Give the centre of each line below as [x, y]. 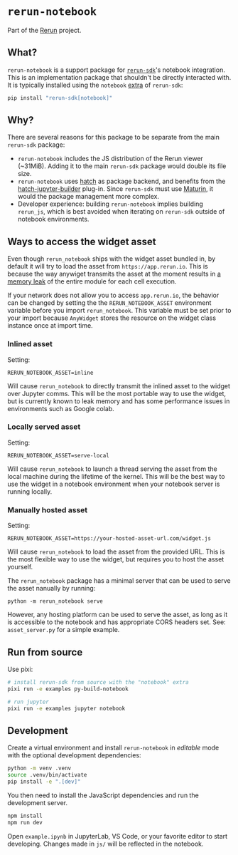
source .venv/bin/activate [47, 775]
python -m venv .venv [39, 768]
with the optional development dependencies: [74, 755]
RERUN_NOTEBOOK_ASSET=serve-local [59, 455]
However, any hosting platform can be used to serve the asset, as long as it [118, 615]
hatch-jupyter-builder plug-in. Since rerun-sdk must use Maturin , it [115, 189]
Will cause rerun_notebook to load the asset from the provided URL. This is [116, 552]
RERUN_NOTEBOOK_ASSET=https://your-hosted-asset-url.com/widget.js [109, 539]
